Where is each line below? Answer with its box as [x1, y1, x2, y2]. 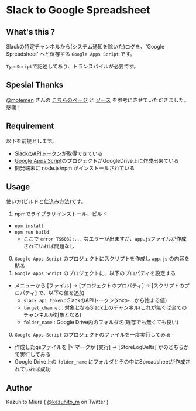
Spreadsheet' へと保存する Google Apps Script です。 [6, 50, 136, 57]
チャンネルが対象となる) [23, 311, 82, 318]
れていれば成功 [14, 365, 51, 372]
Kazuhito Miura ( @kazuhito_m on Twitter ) [6, 399, 109, 406]
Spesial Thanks [6, 80, 64, 90]
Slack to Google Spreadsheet [6, 4, 150, 17]
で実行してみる [14, 351, 51, 358]
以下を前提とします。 [6, 137, 57, 144]
